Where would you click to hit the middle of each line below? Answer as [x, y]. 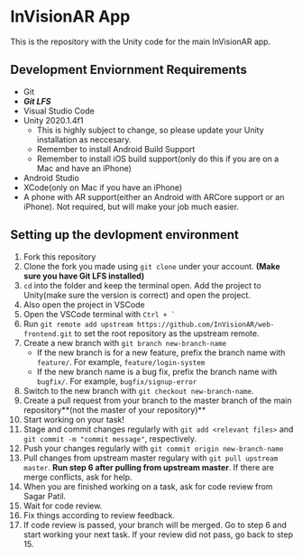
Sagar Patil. [45, 496]
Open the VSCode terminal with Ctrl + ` [99, 314]
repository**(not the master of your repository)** [114, 410]
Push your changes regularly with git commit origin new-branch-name [153, 448]
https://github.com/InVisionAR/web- [206, 324]
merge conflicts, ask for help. [78, 477]
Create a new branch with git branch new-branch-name [125, 342]
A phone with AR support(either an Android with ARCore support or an [154, 196]
